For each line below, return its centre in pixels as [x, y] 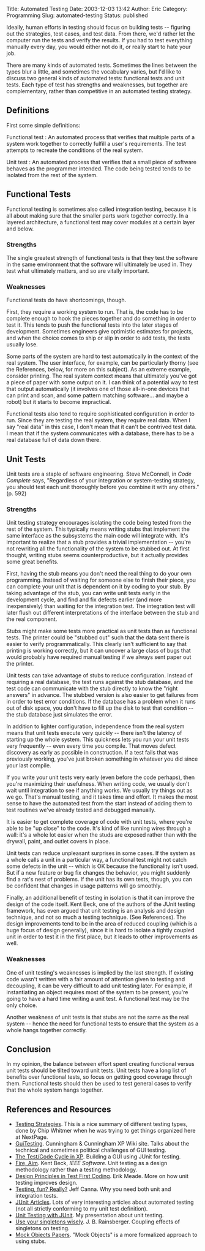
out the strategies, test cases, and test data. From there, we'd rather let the [101, 34]
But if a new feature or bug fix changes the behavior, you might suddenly [98, 873]
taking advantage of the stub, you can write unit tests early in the [88, 593]
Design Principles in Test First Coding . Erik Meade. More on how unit [102, 1176]
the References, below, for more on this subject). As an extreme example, [99, 370]
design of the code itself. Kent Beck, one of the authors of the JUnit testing [101, 904]
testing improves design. [46, 1183]
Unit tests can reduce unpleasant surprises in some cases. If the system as [101, 853]
